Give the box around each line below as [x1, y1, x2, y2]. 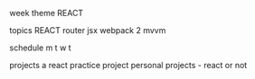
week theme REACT [9, 8, 84, 18]
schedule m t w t [9, 42, 71, 53]
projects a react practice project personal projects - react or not [9, 60, 248, 70]
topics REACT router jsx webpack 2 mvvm [9, 25, 166, 35]
